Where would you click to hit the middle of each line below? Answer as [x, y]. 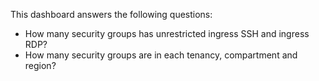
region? [40, 65]
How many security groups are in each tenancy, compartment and [161, 55]
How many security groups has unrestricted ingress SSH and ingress [167, 33]
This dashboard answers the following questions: [111, 14]
